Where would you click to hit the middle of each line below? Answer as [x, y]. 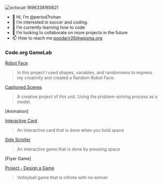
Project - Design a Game [30, 168]
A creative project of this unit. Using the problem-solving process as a [87, 97]
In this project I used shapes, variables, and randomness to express [85, 73]
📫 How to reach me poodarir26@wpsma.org [57, 38]
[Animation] [17, 111]
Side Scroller [18, 140]
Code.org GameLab [28, 52]
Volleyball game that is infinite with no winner [62, 178]
